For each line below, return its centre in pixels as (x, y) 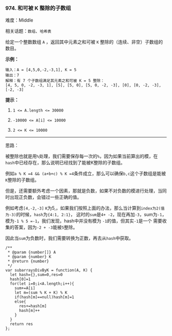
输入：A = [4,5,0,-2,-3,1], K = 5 (41, 70)
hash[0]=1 (20, 279)
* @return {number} (28, 261)
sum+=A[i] (25, 288)
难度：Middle (19, 20)
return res (21, 324)
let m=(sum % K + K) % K (41, 293)
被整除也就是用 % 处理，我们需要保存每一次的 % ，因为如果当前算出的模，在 (82, 156)
